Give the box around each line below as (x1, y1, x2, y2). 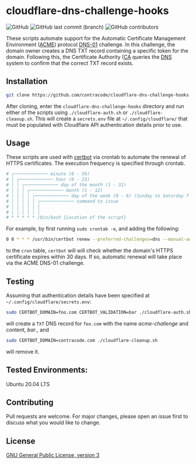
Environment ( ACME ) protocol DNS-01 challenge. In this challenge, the (6, 41, 176, 48)
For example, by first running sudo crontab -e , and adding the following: (6, 225, 180, 232)
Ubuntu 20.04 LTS (6, 380, 50, 387)
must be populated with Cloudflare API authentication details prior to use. (6, 121, 183, 128)
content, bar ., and (6, 326, 50, 333)
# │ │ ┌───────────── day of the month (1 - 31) (6, 182, 127, 188)
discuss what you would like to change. (6, 419, 101, 426)
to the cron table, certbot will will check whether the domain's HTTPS (6, 247, 173, 254)
